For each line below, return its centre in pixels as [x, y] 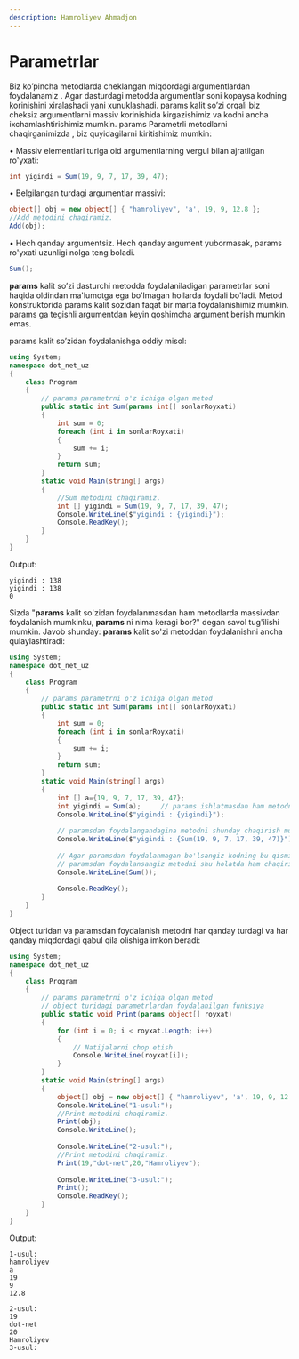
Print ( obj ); [79, 1122]
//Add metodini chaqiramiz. [61, 218]
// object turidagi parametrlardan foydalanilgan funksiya [153, 1006]
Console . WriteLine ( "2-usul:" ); [115, 1147]
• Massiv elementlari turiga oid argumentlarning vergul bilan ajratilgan [137, 150]
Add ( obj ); [28, 226]
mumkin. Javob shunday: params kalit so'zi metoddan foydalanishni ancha [146, 631]
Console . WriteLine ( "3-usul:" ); [115, 1179]
